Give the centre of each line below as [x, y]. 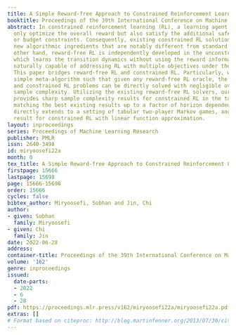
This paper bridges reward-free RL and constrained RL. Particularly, [119, 72]
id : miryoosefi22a [34, 151]
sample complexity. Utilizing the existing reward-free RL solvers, [116, 92]
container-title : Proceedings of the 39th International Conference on [114, 256]
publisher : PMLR [31, 138]
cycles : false [28, 197]
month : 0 [20, 158]
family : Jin [31, 236]
